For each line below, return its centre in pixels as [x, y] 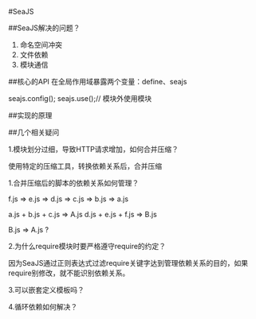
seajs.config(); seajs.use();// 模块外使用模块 [80, 98]
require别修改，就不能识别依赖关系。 [69, 273]
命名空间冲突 [41, 45]
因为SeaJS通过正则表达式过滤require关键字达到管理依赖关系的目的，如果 [128, 263]
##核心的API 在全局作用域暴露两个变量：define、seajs [98, 82]
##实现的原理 [30, 115]
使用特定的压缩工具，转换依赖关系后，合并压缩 [85, 166]
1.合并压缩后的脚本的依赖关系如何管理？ [74, 183]
